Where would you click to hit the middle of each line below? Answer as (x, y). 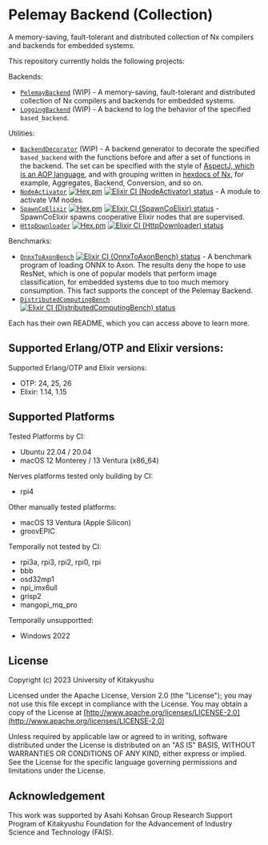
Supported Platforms (62, 417)
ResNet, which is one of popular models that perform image (118, 273)
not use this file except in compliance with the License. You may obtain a (128, 704)
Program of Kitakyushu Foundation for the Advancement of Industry (120, 824)
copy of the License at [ (47, 713)
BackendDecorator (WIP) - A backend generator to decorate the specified (140, 148)
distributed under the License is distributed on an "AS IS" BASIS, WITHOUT (132, 745)
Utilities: (22, 133)
